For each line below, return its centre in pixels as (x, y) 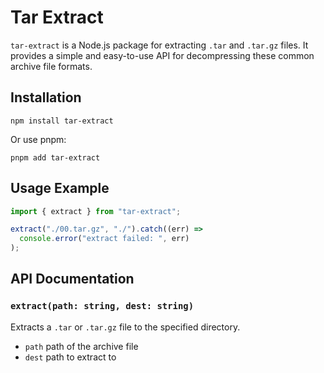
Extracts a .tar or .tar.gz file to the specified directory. (125, 327)
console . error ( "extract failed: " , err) (104, 239)
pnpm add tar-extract (55, 157)
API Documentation (72, 279)
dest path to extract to (70, 357)
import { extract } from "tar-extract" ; (96, 211)
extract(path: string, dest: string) (102, 306)
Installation (46, 97)
